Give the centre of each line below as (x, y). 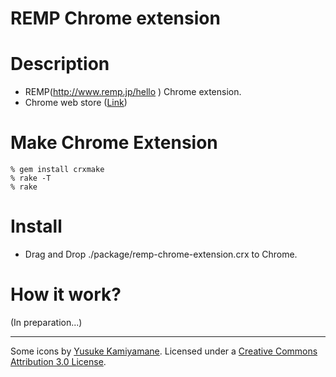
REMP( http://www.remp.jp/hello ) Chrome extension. (133, 92)
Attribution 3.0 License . (58, 361)
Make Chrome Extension (114, 143)
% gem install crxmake (57, 170)
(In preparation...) (46, 322)
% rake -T (31, 178)
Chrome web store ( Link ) (76, 103)
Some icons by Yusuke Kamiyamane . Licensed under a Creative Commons (164, 351)
